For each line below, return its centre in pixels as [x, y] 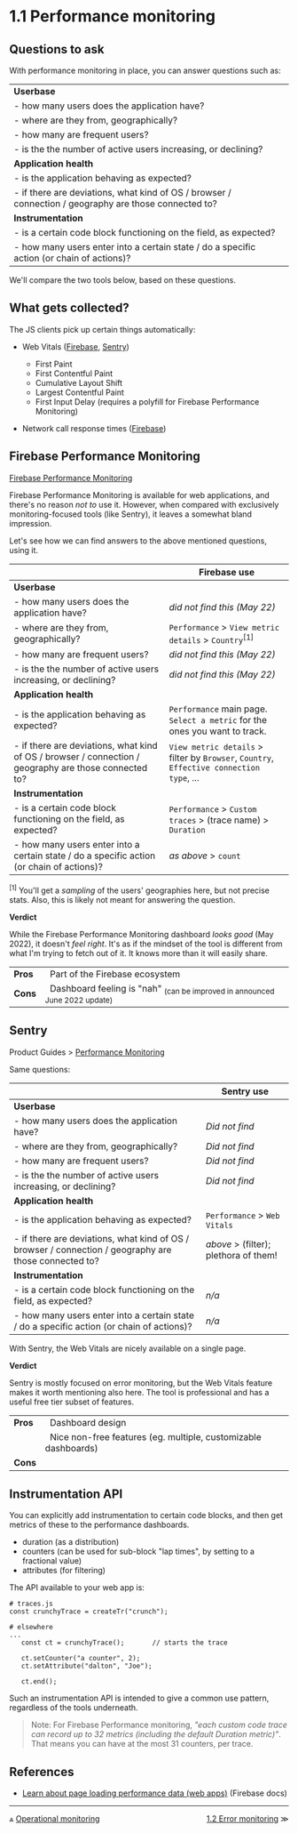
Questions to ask [57, 49]
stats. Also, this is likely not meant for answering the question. [122, 899]
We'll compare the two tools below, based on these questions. [123, 280]
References [42, 1772]
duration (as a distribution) [71, 1542]
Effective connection [214, 768]
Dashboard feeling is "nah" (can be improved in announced [162, 989]
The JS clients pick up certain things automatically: [102, 329]
